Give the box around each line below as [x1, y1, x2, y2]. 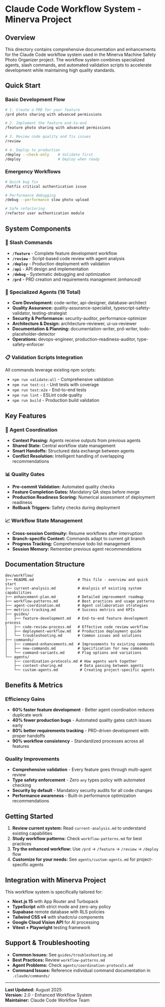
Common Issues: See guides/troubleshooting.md [12, 952, 113, 957]
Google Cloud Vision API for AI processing [12, 919, 100, 926]
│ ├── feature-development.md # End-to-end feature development [5, 616, 148, 621]
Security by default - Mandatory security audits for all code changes [12, 788, 153, 794]
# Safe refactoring [5, 206, 45, 212]
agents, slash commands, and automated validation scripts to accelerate [5, 62, 152, 68]
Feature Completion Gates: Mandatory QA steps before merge [12, 489, 140, 495]
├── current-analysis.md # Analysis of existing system [5, 586, 141, 591]
